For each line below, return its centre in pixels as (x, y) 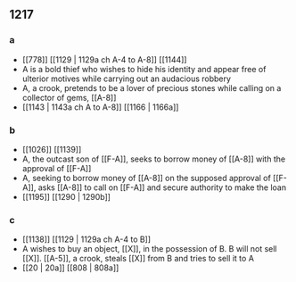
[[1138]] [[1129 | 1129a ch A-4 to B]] (86, 239)
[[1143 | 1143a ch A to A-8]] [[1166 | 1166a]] (100, 107)
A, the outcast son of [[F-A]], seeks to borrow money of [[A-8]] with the (154, 159)
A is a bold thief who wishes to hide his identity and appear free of (144, 69)
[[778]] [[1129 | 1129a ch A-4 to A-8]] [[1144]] (104, 59)
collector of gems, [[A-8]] (69, 97)
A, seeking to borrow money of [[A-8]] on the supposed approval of (147, 178)
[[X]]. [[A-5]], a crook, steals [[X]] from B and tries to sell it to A (138, 259)
